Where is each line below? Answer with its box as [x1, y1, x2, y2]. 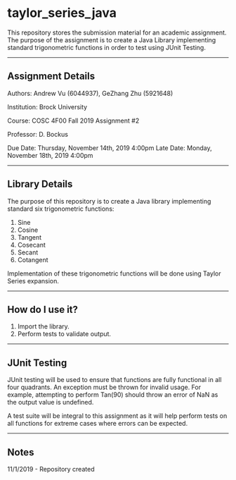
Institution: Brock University [7, 102, 88, 111]
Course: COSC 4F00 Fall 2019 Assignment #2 [7, 116, 140, 125]
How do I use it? [7, 303, 79, 315]
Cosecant [17, 240, 46, 249]
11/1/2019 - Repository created [7, 465, 95, 473]
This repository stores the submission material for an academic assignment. [7, 28, 227, 37]
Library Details [7, 178, 73, 190]
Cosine [17, 226, 39, 234]
